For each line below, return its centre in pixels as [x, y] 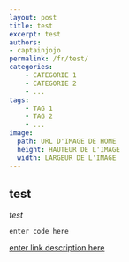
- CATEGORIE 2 [51, 83]
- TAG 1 [39, 108]
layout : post [33, 17]
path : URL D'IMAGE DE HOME [67, 141]
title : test [31, 26]
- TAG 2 [39, 116]
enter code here [39, 232]
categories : [31, 67]
